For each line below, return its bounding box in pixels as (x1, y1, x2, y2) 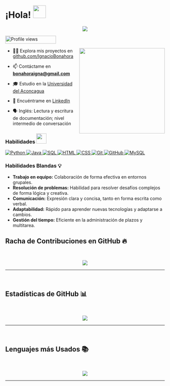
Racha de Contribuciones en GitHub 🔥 (5, 237, 127, 245)
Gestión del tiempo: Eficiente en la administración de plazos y (12, 217, 143, 223)
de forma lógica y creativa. (12, 190, 69, 196)
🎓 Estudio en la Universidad (12, 80, 72, 87)
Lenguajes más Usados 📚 (5, 345, 89, 354)
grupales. (12, 179, 33, 185)
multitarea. (12, 222, 35, 228)
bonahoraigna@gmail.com (12, 70, 70, 76)
